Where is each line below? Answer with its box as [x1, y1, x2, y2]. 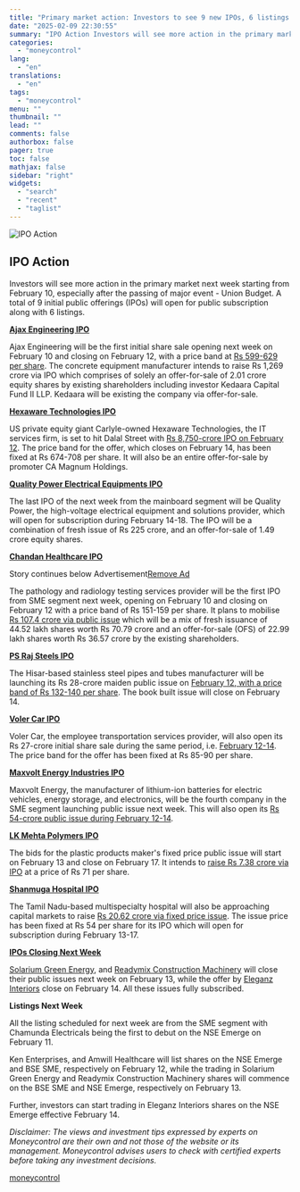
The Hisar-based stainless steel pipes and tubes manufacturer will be [9, 667, 265, 679]
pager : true [9, 146, 54, 154]
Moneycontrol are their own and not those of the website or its [9, 1136, 239, 1146]
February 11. [9, 1037, 54, 1047]
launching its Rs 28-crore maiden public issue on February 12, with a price [9, 677, 283, 688]
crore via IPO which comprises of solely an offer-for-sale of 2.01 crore [9, 370, 267, 380]
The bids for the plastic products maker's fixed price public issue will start [9, 847, 282, 858]
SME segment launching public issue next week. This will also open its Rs [9, 803, 279, 813]
